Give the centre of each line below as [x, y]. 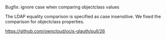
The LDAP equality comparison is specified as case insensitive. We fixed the [83, 16]
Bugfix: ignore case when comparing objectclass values [62, 7]
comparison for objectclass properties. [45, 22]
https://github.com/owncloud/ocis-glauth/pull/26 [55, 31]
